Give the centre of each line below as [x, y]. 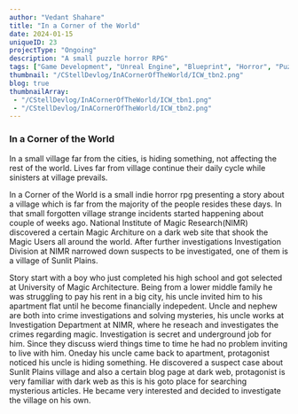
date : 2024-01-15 [41, 34]
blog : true [29, 83]
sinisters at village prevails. [59, 177]
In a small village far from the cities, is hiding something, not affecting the [143, 158]
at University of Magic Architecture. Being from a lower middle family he [141, 287]
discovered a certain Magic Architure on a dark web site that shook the [139, 232]
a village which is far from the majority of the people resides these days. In [145, 204]
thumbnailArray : [39, 91]
